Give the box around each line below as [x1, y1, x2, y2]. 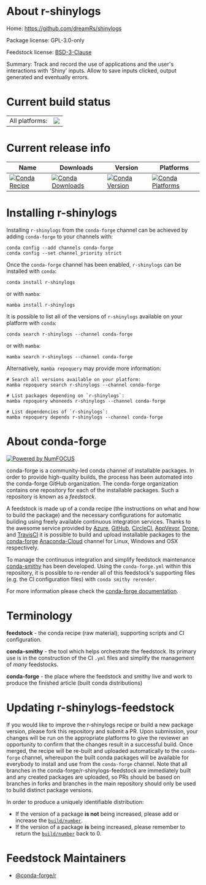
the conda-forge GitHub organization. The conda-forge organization [6, 479, 179, 487]
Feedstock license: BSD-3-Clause [6, 48, 92, 56]
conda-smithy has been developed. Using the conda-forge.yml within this [6, 562, 192, 570]
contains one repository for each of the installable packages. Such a [6, 486, 179, 494]
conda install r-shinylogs [6, 279, 75, 285]
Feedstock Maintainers [6, 851, 126, 865]
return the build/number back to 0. [15, 830, 102, 837]
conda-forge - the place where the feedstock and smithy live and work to [6, 672, 193, 680]
